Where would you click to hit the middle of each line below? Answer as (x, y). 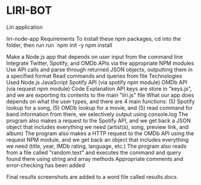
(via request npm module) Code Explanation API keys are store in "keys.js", (99, 88)
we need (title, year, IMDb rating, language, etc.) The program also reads (96, 146)
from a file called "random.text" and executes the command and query (94, 152)
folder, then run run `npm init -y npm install (59, 45)
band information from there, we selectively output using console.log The (97, 114)
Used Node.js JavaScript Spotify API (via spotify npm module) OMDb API (97, 82)
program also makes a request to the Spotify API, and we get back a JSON (99, 120)
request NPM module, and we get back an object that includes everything (97, 139)
